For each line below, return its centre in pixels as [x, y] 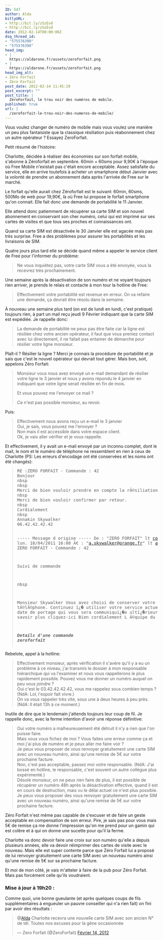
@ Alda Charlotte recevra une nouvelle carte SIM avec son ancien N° [85, 918]
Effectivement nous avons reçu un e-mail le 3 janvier [69, 421]
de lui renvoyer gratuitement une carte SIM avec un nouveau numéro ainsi [79, 856]
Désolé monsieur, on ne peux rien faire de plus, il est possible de [81, 780]
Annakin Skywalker [39, 519]
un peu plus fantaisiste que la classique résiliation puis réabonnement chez [80, 132]
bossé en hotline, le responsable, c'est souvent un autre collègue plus [87, 770]
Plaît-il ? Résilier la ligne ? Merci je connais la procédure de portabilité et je [79, 353]
